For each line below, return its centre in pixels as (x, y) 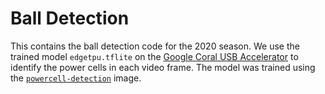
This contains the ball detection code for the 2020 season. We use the (155, 46)
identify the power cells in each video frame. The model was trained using (163, 67)
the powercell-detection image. (76, 78)
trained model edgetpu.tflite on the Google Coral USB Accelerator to (154, 56)
